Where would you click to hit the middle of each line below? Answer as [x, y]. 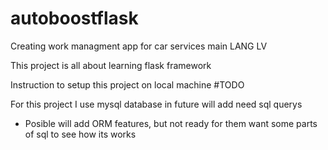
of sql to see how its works [80, 134]
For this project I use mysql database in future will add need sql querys [156, 104]
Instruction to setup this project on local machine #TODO [127, 84]
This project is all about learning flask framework [111, 65]
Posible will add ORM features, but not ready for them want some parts [171, 123]
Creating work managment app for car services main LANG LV [139, 46]
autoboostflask [74, 18]
